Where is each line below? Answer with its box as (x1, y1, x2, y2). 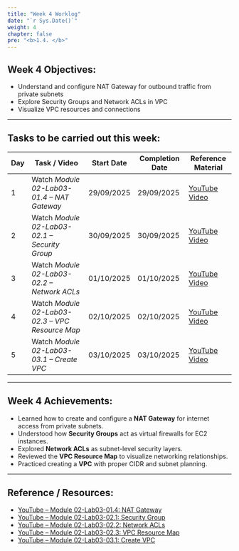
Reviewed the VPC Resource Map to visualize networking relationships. (17, 452, 228, 460)
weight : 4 (7, 24, 37, 31)
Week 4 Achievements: (7, 395, 113, 407)
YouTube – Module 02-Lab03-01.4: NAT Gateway (17, 505, 162, 514)
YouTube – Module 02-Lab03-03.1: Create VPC (17, 536, 155, 545)
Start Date (91, 158, 127, 168)
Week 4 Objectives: (7, 63, 96, 76)
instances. (17, 436, 48, 446)
